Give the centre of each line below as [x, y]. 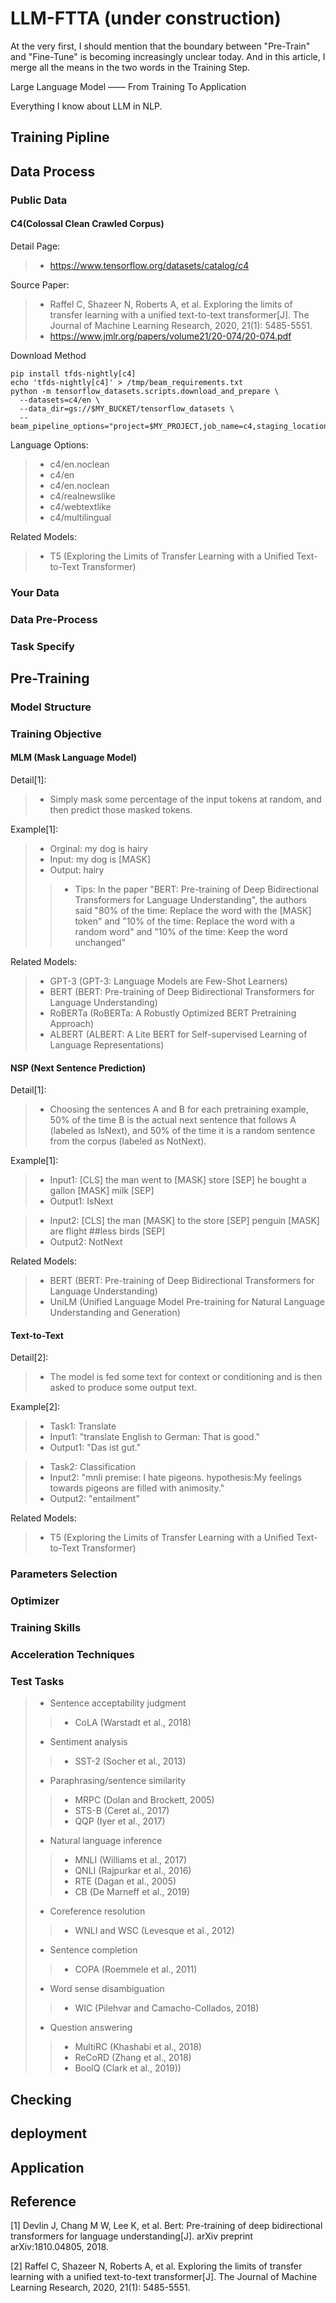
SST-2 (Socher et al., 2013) [130, 1761]
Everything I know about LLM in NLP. [86, 106]
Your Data [35, 592]
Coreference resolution [97, 1911]
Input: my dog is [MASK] [100, 859]
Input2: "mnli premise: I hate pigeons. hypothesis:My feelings [176, 1478]
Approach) [72, 1024]
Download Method [48, 355]
